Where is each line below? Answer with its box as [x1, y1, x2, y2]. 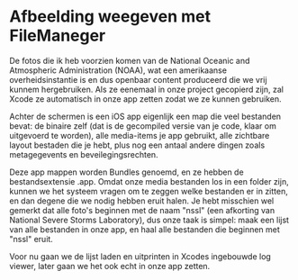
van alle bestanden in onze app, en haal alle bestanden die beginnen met [9, 223, 281, 235]
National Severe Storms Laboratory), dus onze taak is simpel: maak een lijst [9, 214, 290, 225]
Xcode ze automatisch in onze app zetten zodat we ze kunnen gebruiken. [9, 93, 282, 104]
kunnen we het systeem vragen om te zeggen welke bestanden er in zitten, [9, 185, 288, 196]
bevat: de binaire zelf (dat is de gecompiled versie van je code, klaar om [9, 120, 276, 131]
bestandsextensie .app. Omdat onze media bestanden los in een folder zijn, [9, 176, 290, 186]
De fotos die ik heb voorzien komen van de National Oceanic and [9, 55, 250, 66]
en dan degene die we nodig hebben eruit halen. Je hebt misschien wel [9, 195, 275, 206]
